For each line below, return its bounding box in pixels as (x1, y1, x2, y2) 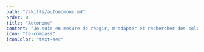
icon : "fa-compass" (6, 31, 56, 37)
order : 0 (6, 14, 29, 20)
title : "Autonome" (6, 20, 53, 26)
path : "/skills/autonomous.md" (6, 8, 86, 15)
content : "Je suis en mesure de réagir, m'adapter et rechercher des (6, 25, 186, 32)
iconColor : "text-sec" (6, 36, 64, 42)
